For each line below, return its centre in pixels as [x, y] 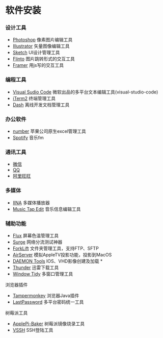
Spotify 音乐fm [28, 138]
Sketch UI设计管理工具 [36, 53]
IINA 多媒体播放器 [31, 203]
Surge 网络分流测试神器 [37, 242]
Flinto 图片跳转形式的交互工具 [44, 59]
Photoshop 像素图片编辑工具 [43, 40]
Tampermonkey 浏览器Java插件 [46, 295]
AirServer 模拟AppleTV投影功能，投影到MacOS [62, 255]
